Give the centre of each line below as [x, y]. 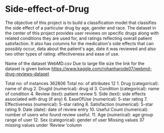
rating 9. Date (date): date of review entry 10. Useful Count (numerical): [77, 109]
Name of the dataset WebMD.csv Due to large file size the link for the [75, 63]
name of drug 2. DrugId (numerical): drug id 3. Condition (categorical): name [82, 88]
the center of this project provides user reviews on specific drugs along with [82, 33]
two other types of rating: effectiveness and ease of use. [62, 54]
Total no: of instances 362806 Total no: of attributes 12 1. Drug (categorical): [82, 83]
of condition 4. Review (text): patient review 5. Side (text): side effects [75, 94]
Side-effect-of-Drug [47, 9]
